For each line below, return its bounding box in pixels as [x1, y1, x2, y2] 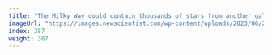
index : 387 [8, 27, 45, 35]
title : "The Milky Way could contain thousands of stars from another [8, 11, 252, 20]
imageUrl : [8, 19, 42, 27]
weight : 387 [8, 34, 49, 43]
